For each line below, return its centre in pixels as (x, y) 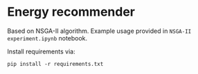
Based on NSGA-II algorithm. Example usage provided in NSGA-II (99, 31)
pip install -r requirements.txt (55, 64)
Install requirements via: (41, 51)
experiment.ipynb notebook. (47, 38)
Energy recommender (71, 12)
